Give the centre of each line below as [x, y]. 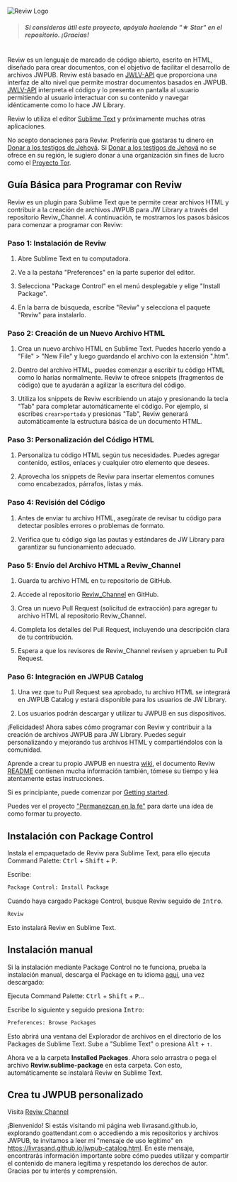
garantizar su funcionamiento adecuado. [77, 547]
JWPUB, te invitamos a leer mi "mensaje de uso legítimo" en [95, 1141]
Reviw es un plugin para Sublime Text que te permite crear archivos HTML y [118, 202]
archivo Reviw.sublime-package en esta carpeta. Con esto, [95, 1065]
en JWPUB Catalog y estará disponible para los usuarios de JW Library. [122, 700]
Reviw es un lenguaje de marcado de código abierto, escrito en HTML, [110, 60]
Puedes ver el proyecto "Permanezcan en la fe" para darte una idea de [110, 806]
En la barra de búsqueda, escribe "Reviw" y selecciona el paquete [114, 307]
